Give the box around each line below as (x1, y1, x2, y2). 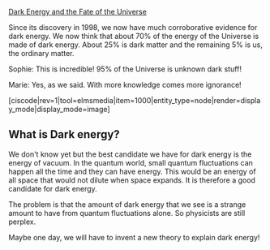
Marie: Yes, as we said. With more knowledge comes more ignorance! (8, 80, 242, 89)
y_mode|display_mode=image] (8, 105, 111, 114)
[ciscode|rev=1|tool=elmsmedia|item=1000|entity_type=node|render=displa (8, 96, 261, 105)
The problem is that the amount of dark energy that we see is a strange (8, 199, 246, 209)
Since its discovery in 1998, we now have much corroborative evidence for (8, 23, 258, 32)
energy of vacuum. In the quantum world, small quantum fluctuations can (8, 157, 254, 167)
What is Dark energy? (8, 127, 120, 141)
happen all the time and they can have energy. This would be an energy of (8, 166, 257, 176)
